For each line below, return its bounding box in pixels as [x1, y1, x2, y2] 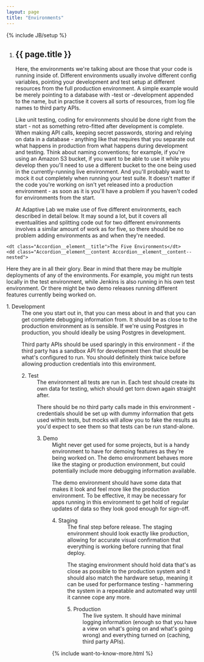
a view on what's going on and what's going [82, 625, 194, 633]
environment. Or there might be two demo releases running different [6, 285, 178, 292]
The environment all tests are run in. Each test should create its [37, 378, 195, 386]
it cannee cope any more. [67, 594, 132, 601]
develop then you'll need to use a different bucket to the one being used [15, 161, 197, 169]
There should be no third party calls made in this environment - [37, 403, 195, 411]
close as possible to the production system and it [67, 568, 191, 575]
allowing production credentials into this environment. [21, 360, 157, 367]
